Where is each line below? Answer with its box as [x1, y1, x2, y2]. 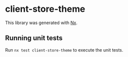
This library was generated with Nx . [5, 20, 78, 26]
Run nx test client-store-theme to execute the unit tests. [5, 47, 124, 53]
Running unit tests [5, 34, 63, 42]
